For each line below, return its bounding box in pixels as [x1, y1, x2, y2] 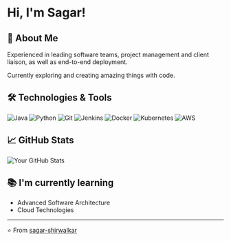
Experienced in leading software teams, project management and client [7, 50, 210, 59]
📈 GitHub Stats [7, 134, 74, 146]
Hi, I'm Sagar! [7, 5, 86, 21]
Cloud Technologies [16, 206, 74, 214]
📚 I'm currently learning [7, 177, 114, 189]
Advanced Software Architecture [16, 198, 111, 207]
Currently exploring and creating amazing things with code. [7, 71, 175, 79]
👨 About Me [7, 32, 58, 44]
